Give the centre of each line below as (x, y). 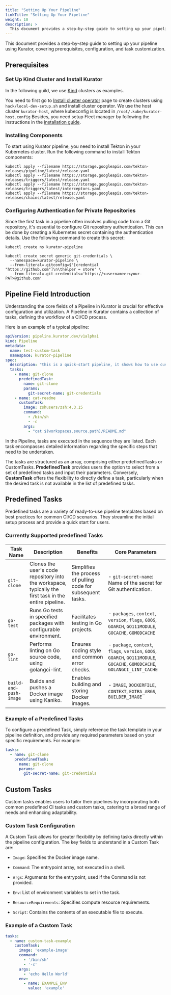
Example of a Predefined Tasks (44, 718)
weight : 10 (17, 19)
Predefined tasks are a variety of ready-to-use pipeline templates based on (84, 512)
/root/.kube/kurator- (139, 112)
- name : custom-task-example (41, 941)
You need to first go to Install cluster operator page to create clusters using (84, 100)
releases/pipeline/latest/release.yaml (48, 171)
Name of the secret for (135, 583)
